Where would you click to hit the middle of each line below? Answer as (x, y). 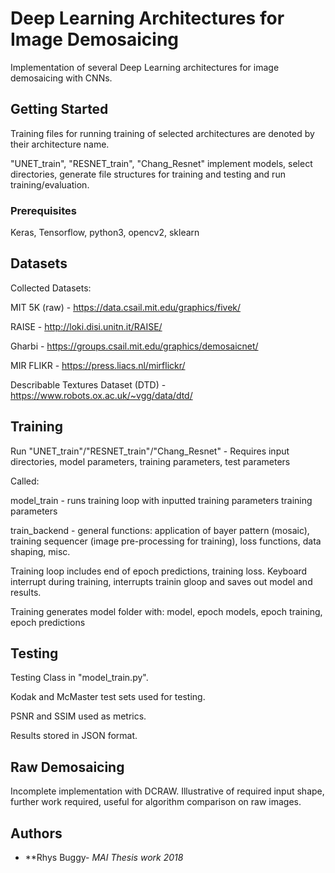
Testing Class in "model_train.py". (79, 678)
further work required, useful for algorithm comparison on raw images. (156, 802)
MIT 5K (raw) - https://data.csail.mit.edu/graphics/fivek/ (126, 307)
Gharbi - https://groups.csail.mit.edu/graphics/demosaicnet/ (134, 346)
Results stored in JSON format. (74, 736)
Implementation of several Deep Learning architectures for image (145, 67)
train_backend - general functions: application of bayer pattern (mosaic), (160, 530)
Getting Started (59, 109)
